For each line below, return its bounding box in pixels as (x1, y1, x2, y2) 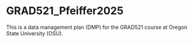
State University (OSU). (6, 29, 64, 37)
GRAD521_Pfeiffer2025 (6, 4, 124, 18)
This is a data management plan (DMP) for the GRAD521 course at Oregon (6, 24, 188, 31)
